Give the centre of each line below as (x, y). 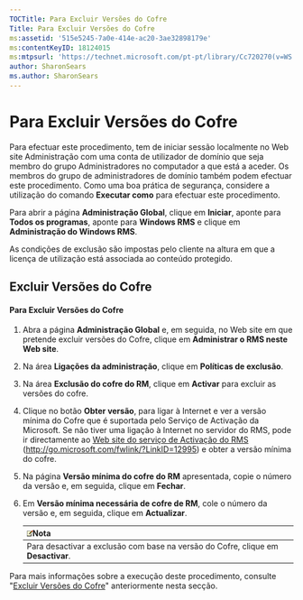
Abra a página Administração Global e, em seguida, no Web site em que (157, 330)
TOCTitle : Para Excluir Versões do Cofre (88, 19)
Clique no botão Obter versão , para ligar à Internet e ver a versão (144, 411)
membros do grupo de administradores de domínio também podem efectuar (151, 175)
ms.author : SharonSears (54, 77)
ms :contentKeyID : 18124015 (60, 48)
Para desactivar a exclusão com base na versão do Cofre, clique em (152, 547)
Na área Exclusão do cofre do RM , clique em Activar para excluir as (149, 384)
